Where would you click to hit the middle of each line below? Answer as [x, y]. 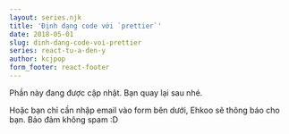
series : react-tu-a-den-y [57, 51]
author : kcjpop [38, 59]
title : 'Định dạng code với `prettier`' [86, 26]
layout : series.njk [46, 17]
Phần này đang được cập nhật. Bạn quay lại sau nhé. [106, 92]
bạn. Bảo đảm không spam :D [64, 119]
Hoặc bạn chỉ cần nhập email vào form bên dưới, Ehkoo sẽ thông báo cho [144, 110]
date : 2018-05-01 [42, 34]
